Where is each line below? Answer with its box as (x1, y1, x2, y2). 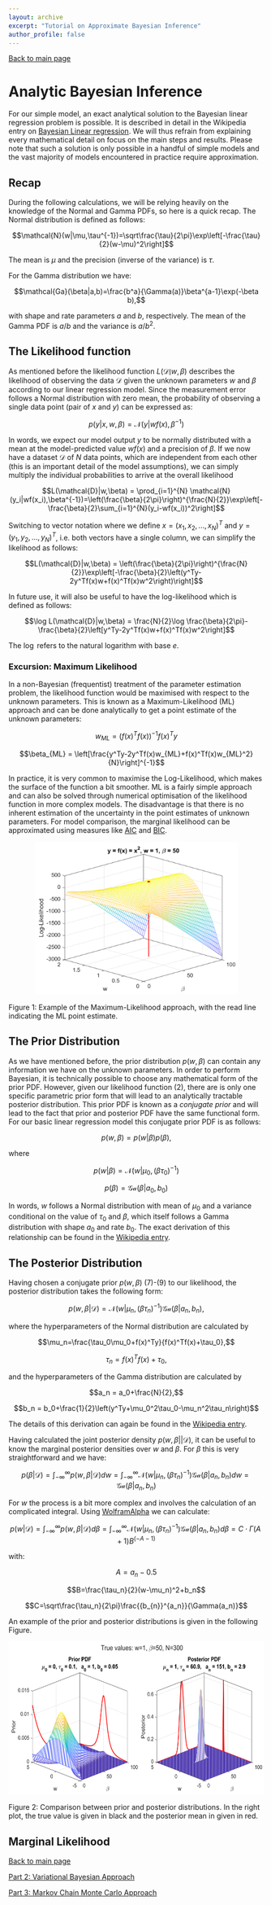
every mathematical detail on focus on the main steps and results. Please (8, 135, 253, 145)
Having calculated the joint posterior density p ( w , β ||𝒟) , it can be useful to (8, 1435, 256, 1445)
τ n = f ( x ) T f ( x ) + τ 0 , (105, 1352, 168, 1366)
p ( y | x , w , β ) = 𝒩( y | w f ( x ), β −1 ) (88, 418, 185, 429)
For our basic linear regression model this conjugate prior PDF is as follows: (8, 1116, 261, 1127)
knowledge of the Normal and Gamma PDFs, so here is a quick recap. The (8, 206, 256, 216)
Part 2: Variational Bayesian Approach (8, 1872, 135, 1882)
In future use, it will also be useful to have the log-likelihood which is (8, 592, 237, 602)
